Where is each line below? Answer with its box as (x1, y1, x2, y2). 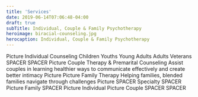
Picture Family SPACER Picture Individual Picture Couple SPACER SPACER (6, 85, 186, 91)
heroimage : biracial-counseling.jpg (6, 31, 97, 37)
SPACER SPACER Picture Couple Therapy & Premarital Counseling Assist (6, 59, 184, 66)
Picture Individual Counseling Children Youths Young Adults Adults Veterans (6, 53, 192, 60)
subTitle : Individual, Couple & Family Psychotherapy (6, 25, 142, 32)
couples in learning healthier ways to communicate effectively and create (6, 65, 186, 72)
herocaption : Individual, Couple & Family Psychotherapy (6, 36, 150, 42)
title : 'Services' (6, 8, 52, 15)
